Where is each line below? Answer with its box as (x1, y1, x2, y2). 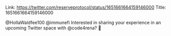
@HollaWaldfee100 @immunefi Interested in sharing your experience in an (5, 20, 161, 25)
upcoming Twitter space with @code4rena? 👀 (5, 25, 102, 31)
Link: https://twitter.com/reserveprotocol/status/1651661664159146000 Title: (5, 5, 166, 10)
